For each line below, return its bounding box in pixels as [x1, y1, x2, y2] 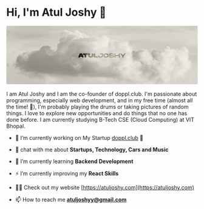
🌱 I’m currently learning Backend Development [15, 158, 134, 165]
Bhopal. [6, 122, 25, 130]
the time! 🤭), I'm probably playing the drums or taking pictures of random [6, 103, 189, 110]
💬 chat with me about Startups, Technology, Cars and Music [15, 145, 169, 153]
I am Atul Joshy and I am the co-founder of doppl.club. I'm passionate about [6, 90, 197, 98]
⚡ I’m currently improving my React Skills [15, 170, 119, 177]
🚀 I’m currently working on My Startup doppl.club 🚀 [15, 134, 144, 141]
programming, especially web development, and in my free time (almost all [6, 96, 193, 104]
